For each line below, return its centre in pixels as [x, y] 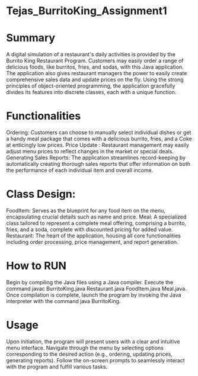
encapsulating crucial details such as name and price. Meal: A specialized [96, 217]
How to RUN [36, 266]
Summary [31, 38]
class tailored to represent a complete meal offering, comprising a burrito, [96, 223]
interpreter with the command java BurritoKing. [63, 301]
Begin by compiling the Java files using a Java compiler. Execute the [90, 282]
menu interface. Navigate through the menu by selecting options [85, 348]
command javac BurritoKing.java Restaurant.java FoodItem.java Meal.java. [96, 288]
